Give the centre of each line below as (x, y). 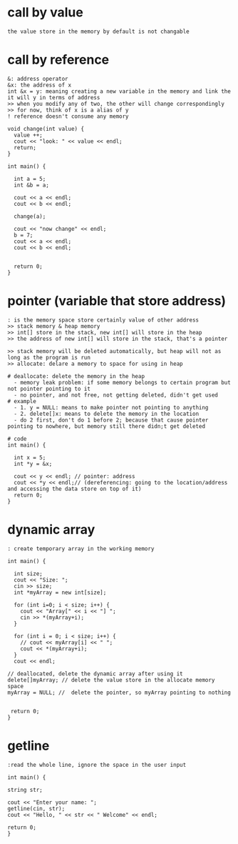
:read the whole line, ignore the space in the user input (97, 765)
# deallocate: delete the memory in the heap (76, 376)
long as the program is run (49, 357)
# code (17, 439)
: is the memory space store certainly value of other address (103, 320)
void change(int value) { (46, 129)
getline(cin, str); (36, 808)
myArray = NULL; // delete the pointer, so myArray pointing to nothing (119, 692)
